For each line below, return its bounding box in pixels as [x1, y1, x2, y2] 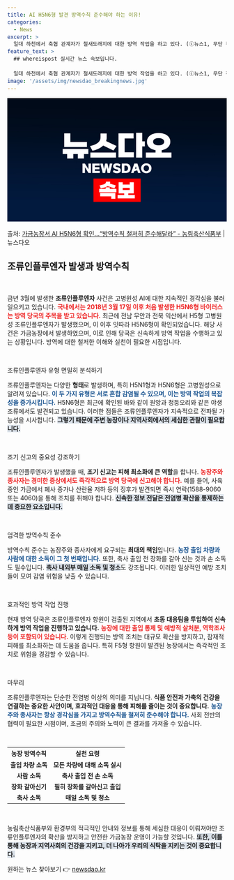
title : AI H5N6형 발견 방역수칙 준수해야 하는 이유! [7, 11, 141, 18]
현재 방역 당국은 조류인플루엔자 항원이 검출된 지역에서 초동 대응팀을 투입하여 [7, 615, 214, 623]
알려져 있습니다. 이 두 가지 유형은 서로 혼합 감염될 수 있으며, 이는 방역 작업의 [7, 389, 210, 398]
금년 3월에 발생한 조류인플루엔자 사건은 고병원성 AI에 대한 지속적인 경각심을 [7, 294, 212, 302]
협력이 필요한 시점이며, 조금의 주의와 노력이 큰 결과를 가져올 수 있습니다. [7, 719, 202, 727]
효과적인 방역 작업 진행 [7, 600, 69, 609]
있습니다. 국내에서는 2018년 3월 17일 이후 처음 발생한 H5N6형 [31, 302, 199, 311]
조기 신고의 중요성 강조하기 [7, 452, 80, 461]
